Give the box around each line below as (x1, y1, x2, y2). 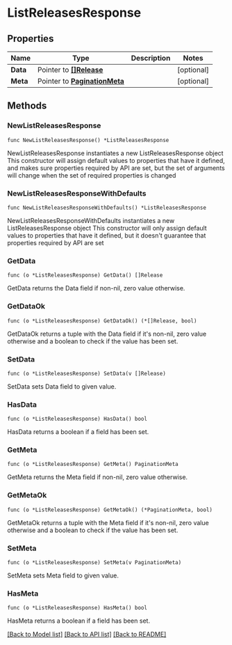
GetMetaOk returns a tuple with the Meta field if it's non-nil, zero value (7, 518, 210, 527)
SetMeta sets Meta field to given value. (7, 571, 119, 580)
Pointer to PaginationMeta (37, 77, 125, 86)
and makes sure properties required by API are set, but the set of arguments (7, 164, 225, 172)
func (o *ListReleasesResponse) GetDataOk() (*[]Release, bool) (7, 317, 197, 325)
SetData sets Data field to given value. (7, 382, 117, 391)
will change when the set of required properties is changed (7, 171, 176, 179)
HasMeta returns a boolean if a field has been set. (7, 616, 151, 625)
